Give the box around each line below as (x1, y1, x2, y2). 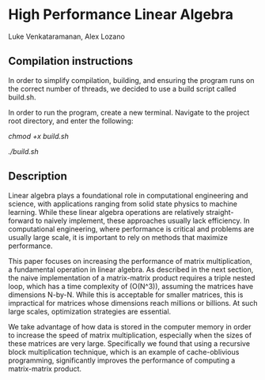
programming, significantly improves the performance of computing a (8, 356, 236, 365)
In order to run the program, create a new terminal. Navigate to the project (8, 107, 250, 117)
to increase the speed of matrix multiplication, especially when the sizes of (8, 330, 252, 340)
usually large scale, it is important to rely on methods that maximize (8, 232, 228, 242)
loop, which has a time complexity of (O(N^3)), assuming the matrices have (8, 281, 254, 291)
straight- (205, 207, 234, 216)
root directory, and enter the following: (8, 116, 134, 126)
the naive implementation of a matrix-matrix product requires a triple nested (8, 273, 256, 282)
